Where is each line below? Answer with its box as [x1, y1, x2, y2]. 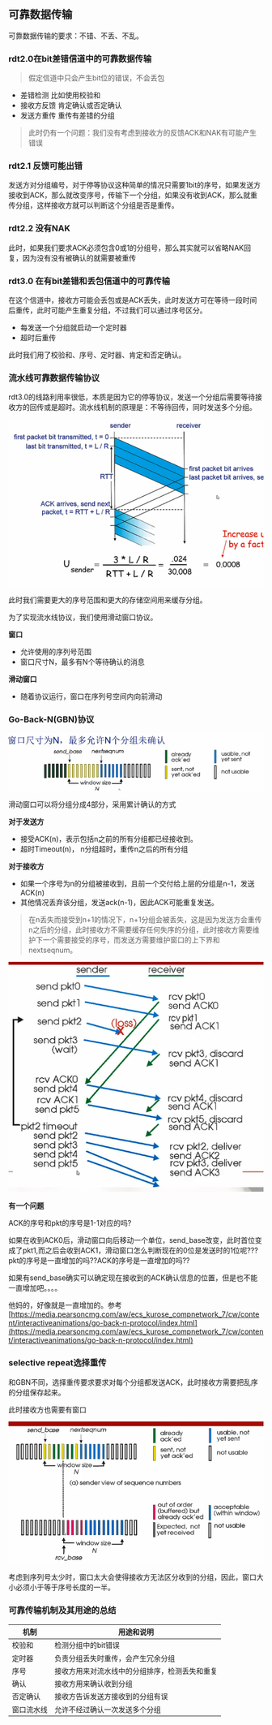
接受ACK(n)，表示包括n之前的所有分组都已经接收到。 [19, 834, 198, 843]
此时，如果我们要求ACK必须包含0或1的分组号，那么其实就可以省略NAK [8, 243, 244, 252]
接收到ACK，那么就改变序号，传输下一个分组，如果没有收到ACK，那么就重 [8, 190, 257, 201]
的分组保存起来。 [8, 1387, 66, 1397]
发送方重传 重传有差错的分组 [19, 110, 115, 120]
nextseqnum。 [28, 945, 78, 955]
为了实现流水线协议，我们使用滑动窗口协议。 [8, 612, 158, 623]
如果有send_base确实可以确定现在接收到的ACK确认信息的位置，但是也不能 [8, 1273, 258, 1283]
